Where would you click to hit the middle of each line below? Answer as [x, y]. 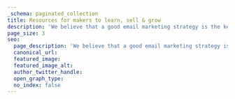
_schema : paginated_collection [53, 14]
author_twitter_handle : [48, 72]
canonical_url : [36, 53]
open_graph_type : [39, 78]
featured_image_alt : [43, 66]
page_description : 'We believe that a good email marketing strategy [117, 46]
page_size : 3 [26, 33]
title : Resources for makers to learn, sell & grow [84, 20]
